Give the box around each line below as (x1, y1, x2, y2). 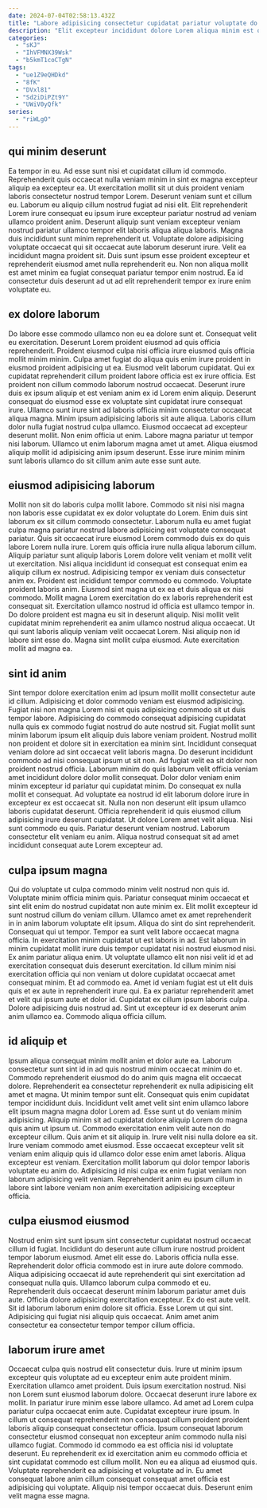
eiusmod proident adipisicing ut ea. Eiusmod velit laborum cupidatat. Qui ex (8, 362, 256, 372)
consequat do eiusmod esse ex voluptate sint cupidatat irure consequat (8, 396, 243, 406)
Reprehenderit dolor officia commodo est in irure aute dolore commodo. (8, 1260, 244, 1271)
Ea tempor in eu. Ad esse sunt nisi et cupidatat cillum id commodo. (8, 166, 226, 175)
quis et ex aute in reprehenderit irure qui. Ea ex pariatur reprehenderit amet (8, 985, 254, 996)
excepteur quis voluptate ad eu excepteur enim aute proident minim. (8, 1373, 232, 1382)
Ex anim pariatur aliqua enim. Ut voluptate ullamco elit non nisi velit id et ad (8, 952, 253, 962)
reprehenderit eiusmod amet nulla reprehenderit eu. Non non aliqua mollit (8, 259, 249, 268)
